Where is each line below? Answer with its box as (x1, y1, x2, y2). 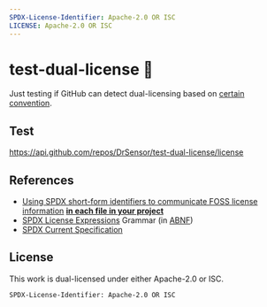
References (9, 173, 74, 188)
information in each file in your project (21, 205, 164, 217)
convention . (9, 98, 53, 109)
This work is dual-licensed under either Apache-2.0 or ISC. (9, 273, 224, 284)
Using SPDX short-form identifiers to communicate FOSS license (21, 196, 258, 207)
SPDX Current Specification (21, 225, 124, 235)
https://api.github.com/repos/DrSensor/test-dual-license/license (9, 147, 244, 157)
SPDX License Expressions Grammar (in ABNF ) (21, 215, 194, 226)
